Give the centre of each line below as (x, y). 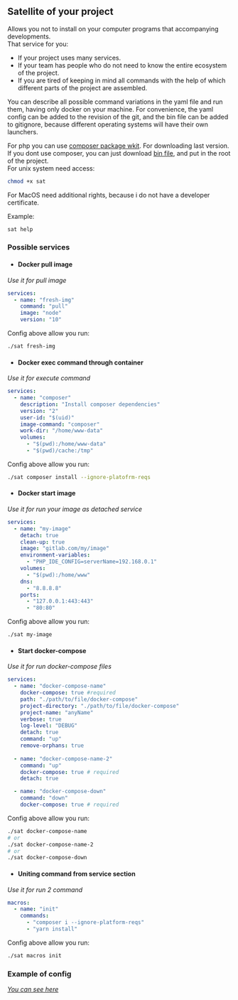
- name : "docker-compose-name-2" (63, 759)
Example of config (39, 974)
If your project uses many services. (69, 58)
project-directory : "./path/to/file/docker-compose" (100, 706)
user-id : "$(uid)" (47, 418)
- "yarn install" (52, 929)
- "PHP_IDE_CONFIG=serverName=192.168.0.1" (92, 562)
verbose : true (41, 719)
